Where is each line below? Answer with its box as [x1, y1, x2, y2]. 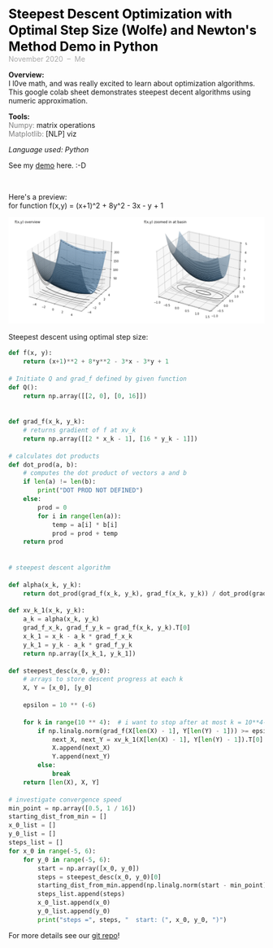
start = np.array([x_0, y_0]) [37, 864, 140, 872]
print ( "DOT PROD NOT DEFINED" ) [37, 486, 144, 494]
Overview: [8, 70, 45, 79]
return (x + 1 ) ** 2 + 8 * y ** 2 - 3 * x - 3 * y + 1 [23, 358, 169, 366]
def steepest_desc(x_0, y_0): [8, 666, 111, 675]
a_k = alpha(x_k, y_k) [23, 615, 100, 624]
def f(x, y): [8, 349, 53, 358]
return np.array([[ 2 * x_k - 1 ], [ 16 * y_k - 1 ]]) [23, 434, 198, 443]
